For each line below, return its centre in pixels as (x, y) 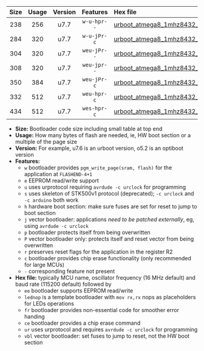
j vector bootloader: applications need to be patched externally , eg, (109, 219)
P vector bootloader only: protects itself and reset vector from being (109, 239)
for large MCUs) (44, 265)
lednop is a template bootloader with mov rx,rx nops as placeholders (110, 297)
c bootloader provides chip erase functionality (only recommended (107, 258)
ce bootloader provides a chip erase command (82, 323)
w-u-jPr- (95, 36)
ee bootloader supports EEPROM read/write (79, 291)
